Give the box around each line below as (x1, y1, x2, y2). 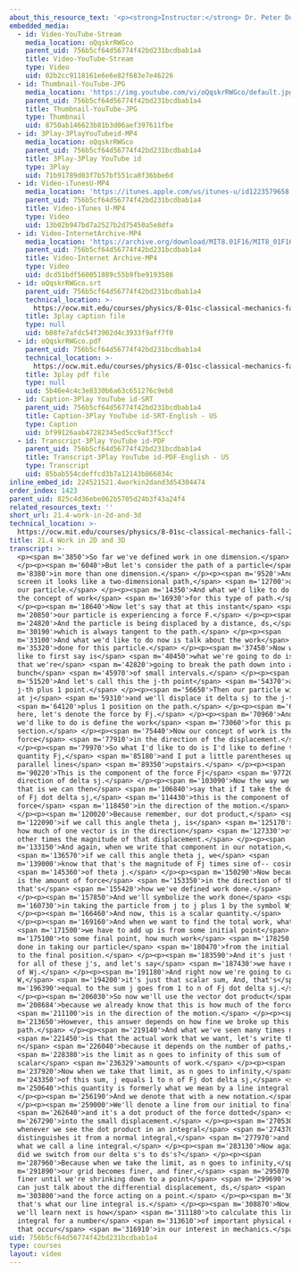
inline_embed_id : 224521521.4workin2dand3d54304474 (9, 478, 205, 486)
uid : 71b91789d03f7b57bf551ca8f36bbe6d (25, 170, 174, 179)
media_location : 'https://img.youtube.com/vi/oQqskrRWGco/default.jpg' (25, 87, 297, 96)
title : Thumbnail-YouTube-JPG (25, 104, 138, 113)
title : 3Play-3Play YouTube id (25, 154, 142, 163)
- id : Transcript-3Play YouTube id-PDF (17, 436, 166, 445)
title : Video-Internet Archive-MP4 (25, 254, 158, 263)
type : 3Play (25, 162, 70, 171)
